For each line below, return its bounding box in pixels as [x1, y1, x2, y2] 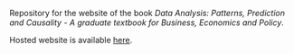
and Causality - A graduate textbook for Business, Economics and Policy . [9, 17, 285, 28]
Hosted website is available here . [9, 35, 133, 45]
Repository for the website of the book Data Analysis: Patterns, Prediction [9, 8, 285, 18]
